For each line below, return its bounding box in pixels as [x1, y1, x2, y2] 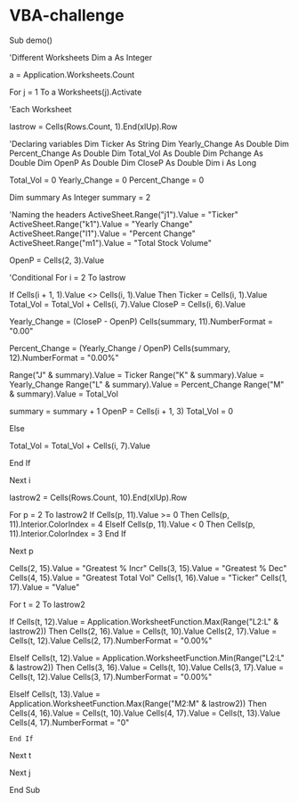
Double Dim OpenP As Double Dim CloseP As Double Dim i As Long [9, 157, 257, 168]
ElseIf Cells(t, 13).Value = [9, 688, 101, 700]
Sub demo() [9, 35, 53, 45]
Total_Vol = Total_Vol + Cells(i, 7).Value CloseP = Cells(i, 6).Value [9, 299, 246, 309]
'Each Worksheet [9, 103, 72, 114]
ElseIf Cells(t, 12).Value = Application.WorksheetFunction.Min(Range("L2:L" [9, 652, 285, 663]
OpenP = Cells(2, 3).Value [9, 255, 105, 266]
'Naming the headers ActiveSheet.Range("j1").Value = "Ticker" [9, 209, 238, 219]
